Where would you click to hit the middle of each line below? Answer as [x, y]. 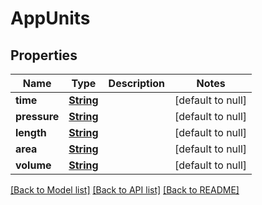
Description [137, 83]
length [31, 132]
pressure [37, 116]
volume [33, 165]
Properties [44, 55]
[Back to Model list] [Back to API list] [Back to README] [125, 190]
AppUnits [50, 18]
